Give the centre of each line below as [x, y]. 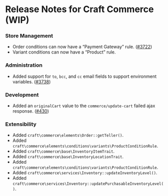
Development [22, 94]
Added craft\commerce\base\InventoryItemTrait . [63, 151]
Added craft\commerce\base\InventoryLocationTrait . [68, 157]
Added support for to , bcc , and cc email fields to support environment [85, 76]
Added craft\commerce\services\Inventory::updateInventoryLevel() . [85, 173]
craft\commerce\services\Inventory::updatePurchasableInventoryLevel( [88, 184]
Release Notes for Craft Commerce [80, 9]
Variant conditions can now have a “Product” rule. [64, 52]
